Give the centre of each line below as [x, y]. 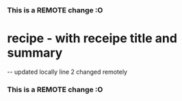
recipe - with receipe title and [92, 39]
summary [35, 53]
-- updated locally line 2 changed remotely [67, 72]
